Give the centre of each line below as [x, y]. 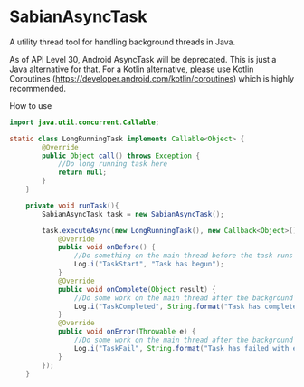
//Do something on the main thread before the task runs [184, 256]
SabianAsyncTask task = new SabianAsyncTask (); [133, 214]
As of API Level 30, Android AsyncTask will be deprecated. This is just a [143, 59]
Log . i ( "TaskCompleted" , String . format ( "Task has [167, 306]
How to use [31, 105]
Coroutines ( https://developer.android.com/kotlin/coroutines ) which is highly [152, 78]
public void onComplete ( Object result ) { [137, 289]
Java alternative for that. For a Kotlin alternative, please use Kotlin [132, 69]
